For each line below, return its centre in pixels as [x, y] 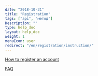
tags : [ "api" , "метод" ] [29, 18]
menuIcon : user [20, 41]
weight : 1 [15, 37]
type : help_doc [20, 28]
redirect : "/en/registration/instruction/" [49, 46]
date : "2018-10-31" [25, 9]
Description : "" [21, 23]
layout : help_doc [22, 32]
